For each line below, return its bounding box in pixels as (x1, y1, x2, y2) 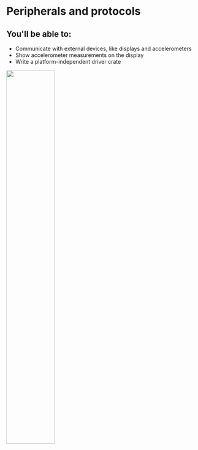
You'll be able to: (6, 29, 72, 39)
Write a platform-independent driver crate (15, 58, 121, 65)
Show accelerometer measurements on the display (15, 51, 144, 59)
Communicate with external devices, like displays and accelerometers (15, 45, 192, 52)
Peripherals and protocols (6, 4, 141, 18)
